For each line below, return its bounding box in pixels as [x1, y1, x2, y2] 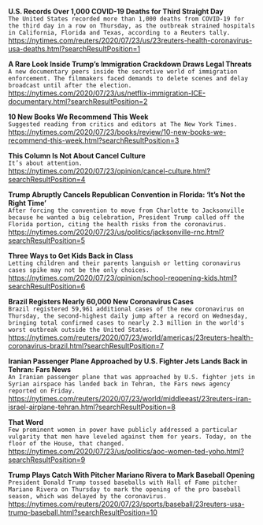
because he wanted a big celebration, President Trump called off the [8, 214, 245, 222]
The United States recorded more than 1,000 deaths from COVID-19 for [8, 15, 245, 23]
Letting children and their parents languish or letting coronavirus [8, 259, 242, 267]
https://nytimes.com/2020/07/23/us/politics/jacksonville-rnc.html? [8, 228, 224, 236]
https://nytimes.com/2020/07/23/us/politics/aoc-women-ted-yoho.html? [8, 447, 245, 456]
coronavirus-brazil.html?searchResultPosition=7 [8, 341, 164, 350]
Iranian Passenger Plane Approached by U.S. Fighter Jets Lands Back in [8, 356, 248, 366]
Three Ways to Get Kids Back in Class [8, 251, 134, 260]
